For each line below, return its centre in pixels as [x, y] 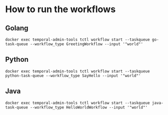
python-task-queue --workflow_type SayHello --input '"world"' [73, 75]
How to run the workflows [61, 9]
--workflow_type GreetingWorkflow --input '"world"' [87, 44]
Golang [17, 28]
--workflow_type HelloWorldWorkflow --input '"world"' [89, 107]
